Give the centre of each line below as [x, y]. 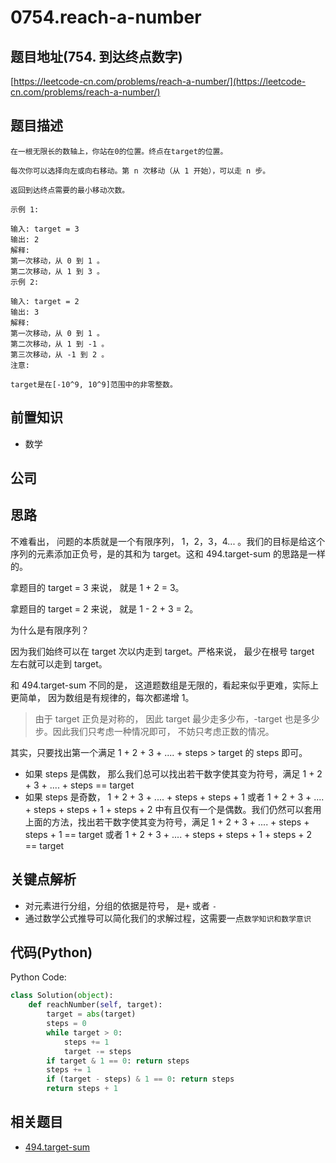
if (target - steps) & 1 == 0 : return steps [140, 1079]
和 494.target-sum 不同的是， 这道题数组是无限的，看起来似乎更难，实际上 [165, 685]
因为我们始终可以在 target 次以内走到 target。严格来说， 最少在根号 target [162, 651]
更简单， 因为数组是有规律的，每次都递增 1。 [102, 697]
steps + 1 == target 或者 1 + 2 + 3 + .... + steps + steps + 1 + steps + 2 [168, 834]
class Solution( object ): [62, 996]
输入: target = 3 [45, 229]
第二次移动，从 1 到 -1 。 [60, 344]
